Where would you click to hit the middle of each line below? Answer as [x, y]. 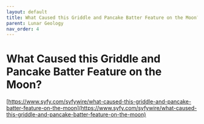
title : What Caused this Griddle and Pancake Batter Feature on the [95, 18]
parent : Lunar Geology [35, 23]
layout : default [27, 12]
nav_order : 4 [23, 29]
